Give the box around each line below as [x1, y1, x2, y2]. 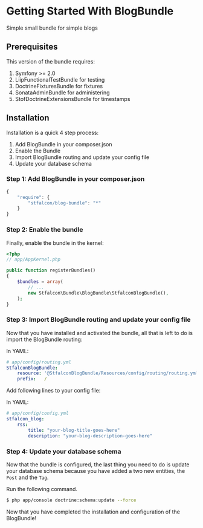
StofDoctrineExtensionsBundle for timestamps [14, 95, 130, 102]
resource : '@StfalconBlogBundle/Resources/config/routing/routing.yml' [17, 370, 201, 376]
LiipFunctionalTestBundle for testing [14, 76, 105, 83]
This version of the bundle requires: [6, 57, 95, 65]
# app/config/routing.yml [6, 359, 71, 365]
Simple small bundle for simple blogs [6, 24, 98, 31]
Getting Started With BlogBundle [6, 4, 174, 18]
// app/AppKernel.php [6, 256, 61, 262]
